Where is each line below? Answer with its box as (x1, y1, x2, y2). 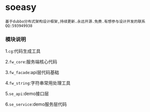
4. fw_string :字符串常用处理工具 (5, 80, 71, 86)
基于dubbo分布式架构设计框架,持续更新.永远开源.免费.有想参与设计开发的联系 (5, 19, 145, 24)
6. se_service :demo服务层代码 (5, 101, 67, 107)
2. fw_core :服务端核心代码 (5, 59, 57, 65)
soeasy (5, 1, 37, 13)
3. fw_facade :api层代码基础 (5, 69, 59, 75)
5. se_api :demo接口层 (5, 90, 49, 96)
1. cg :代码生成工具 (5, 48, 41, 54)
